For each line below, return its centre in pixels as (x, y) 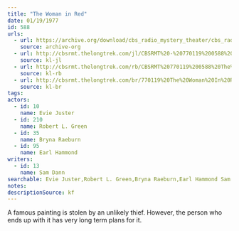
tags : (15, 93)
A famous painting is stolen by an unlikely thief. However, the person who (115, 213)
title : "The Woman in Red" (47, 14)
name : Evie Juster (47, 113)
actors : (19, 100)
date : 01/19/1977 (33, 21)
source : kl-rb (41, 73)
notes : (17, 186)
